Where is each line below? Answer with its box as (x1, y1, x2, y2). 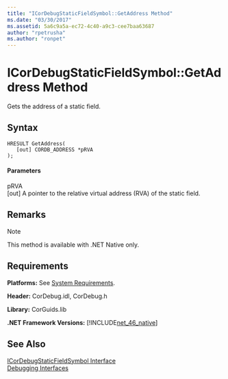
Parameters (7, 167, 41, 175)
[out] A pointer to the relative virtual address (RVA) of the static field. (7, 189, 201, 197)
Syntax (7, 122, 38, 134)
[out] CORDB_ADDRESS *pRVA (16, 146, 94, 153)
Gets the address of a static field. (7, 102, 101, 110)
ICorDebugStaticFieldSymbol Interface (7, 356, 116, 365)
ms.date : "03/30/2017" (7, 16, 72, 23)
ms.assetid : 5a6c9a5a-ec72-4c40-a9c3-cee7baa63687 (7, 23, 155, 29)
